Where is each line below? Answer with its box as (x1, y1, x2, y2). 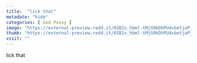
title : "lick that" (6, 8, 57, 15)
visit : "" (6, 36, 30, 41)
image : (6, 24, 22, 31)
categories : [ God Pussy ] (6, 19, 72, 25)
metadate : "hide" (6, 14, 49, 20)
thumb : (6, 30, 22, 36)
